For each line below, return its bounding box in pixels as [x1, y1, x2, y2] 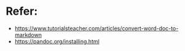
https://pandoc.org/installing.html [14, 37, 100, 45]
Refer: [6, 4, 38, 18]
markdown [14, 31, 42, 38]
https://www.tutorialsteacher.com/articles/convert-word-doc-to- [14, 25, 179, 32]
